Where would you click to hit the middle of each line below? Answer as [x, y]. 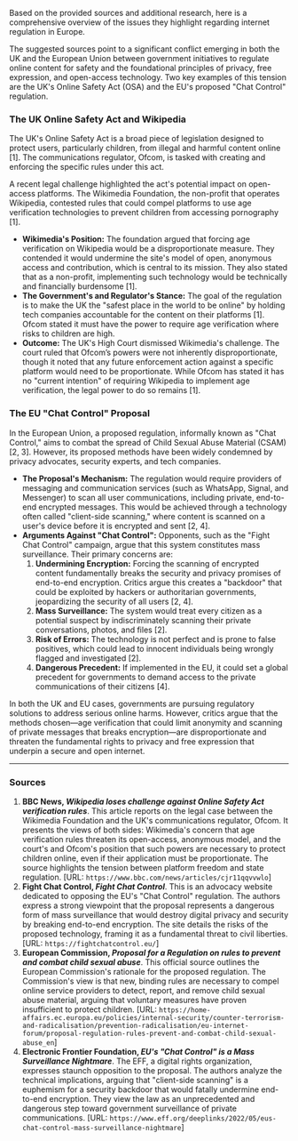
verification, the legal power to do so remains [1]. [111, 390]
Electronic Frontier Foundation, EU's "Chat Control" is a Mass [138, 1051]
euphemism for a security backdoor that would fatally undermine [141, 1089]
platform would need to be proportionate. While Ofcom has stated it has [153, 372]
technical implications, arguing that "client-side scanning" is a [135, 1080]
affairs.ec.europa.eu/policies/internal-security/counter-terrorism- [153, 1017]
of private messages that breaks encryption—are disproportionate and [138, 732]
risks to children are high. [68, 333]
